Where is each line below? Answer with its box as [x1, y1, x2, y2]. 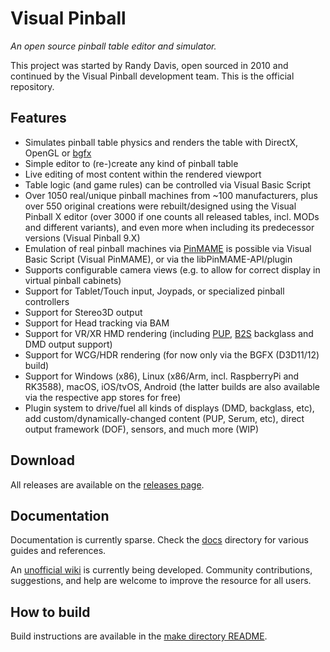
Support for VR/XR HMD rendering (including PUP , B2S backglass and [24, 327, 314, 339]
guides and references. [10, 545, 107, 557]
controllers [24, 295, 70, 307]
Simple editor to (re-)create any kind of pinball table [24, 157, 239, 169]
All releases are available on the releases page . [10, 478, 205, 491]
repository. [10, 80, 55, 92]
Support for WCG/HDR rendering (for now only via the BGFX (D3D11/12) [24, 348, 320, 361]
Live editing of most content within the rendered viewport [24, 168, 262, 180]
